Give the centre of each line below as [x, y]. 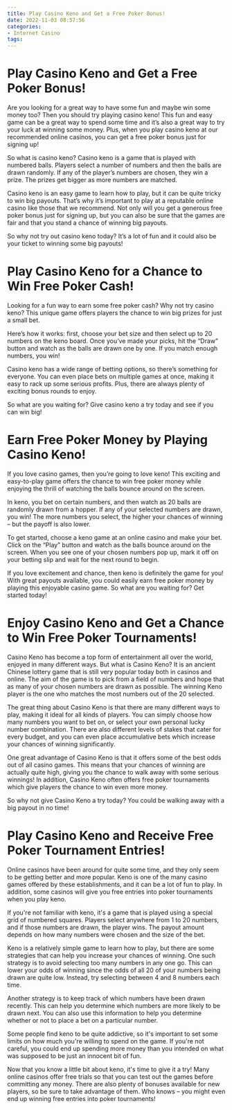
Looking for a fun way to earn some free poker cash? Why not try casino [111, 305]
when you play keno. [37, 899]
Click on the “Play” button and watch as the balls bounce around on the [109, 545]
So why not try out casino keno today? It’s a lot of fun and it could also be [112, 236]
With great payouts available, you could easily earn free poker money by [110, 580]
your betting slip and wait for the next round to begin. [83, 559]
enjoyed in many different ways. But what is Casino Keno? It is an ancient [111, 664]
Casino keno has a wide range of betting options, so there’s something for [113, 369]
